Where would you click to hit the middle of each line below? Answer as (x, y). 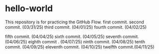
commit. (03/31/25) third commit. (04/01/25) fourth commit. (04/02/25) (76, 27)
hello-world (29, 9)
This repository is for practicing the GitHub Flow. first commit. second (75, 22)
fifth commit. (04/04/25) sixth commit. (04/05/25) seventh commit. (72, 36)
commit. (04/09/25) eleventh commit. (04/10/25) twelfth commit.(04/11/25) (80, 47)
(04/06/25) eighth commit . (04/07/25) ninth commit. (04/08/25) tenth (75, 41)
